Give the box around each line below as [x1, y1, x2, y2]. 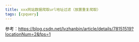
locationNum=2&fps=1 [5, 31, 51, 37]
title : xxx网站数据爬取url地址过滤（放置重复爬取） [5, 7, 101, 12]
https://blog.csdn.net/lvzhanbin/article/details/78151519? [18, 25, 134, 32]
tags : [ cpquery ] [5, 12, 39, 17]
